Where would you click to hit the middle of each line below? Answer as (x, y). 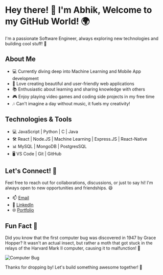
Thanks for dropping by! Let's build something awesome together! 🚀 (74, 267)
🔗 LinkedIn (23, 205)
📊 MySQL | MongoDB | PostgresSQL (49, 146)
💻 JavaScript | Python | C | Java (45, 131)
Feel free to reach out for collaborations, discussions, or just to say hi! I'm (79, 183)
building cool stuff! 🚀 (26, 43)
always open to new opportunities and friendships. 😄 (59, 188)
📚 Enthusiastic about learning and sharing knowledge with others (79, 89)
